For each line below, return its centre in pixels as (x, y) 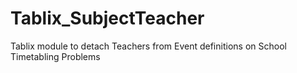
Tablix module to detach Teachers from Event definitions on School (148, 46)
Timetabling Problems (55, 56)
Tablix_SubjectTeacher (107, 18)
